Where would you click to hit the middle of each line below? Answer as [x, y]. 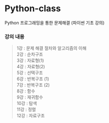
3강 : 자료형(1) [30, 61]
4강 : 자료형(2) [31, 67]
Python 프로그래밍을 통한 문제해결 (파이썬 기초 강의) [55, 23]
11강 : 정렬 [26, 110]
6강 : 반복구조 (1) [33, 79]
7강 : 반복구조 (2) [33, 85]
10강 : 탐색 [27, 103]
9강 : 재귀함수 [30, 97]
